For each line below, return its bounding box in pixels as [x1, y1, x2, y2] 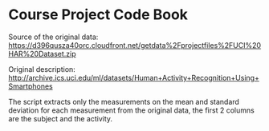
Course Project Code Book [8, 6, 189, 24]
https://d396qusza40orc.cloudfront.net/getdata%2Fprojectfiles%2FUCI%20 [8, 40, 262, 50]
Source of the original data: [8, 32, 99, 42]
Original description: [8, 64, 76, 73]
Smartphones [8, 81, 54, 91]
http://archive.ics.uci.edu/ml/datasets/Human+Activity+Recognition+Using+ [8, 73, 259, 82]
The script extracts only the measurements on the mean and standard [8, 97, 239, 106]
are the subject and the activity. [8, 113, 113, 123]
